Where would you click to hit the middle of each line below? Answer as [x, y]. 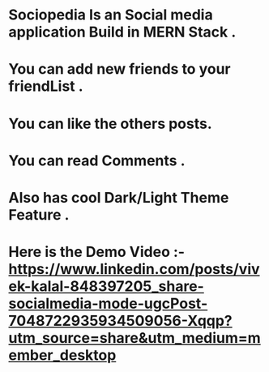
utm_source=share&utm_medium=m [134, 338]
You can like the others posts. [110, 124]
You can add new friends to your [120, 69]
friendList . [46, 86]
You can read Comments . [97, 160]
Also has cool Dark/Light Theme [119, 197]
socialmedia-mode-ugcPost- [108, 304]
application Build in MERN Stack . [122, 32]
